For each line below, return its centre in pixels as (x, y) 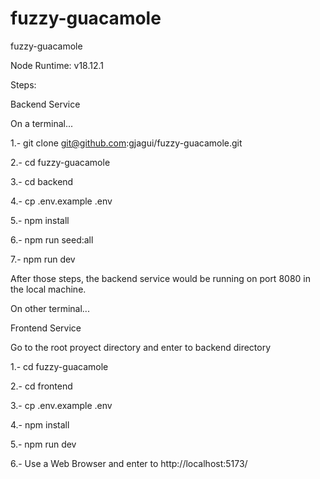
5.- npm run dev (43, 444)
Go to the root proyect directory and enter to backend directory (141, 347)
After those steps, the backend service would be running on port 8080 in (160, 278)
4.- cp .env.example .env (61, 201)
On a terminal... (42, 123)
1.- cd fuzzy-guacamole (59, 366)
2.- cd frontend (41, 386)
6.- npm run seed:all (52, 239)
